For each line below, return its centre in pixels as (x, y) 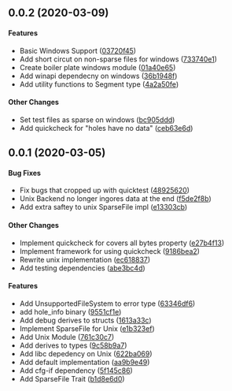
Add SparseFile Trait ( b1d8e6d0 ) (72, 378)
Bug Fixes (25, 173)
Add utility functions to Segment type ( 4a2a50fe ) (99, 84)
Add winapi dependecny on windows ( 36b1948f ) (98, 76)
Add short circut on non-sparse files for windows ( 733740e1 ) (118, 59)
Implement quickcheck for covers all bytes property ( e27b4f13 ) (122, 243)
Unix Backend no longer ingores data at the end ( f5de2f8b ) (115, 199)
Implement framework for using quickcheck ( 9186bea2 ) (110, 251)
